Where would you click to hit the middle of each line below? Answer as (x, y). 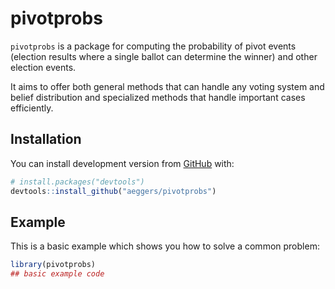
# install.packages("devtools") (77, 182)
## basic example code (57, 274)
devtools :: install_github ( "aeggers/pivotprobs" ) (113, 191)
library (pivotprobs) (53, 265)
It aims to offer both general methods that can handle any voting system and (167, 86)
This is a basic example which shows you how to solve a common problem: (165, 246)
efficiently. (32, 108)
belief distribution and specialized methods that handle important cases (158, 97)
